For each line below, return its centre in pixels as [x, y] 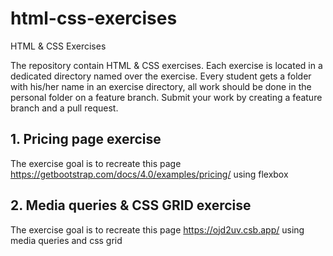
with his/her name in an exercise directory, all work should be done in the [161, 86]
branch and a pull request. [64, 108]
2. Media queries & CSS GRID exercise [131, 205]
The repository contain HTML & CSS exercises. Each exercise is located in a [166, 65]
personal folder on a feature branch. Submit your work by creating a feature [166, 97]
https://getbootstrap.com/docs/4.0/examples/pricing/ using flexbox [149, 174]
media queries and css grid [66, 240]
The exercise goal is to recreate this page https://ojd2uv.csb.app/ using [157, 229]
